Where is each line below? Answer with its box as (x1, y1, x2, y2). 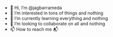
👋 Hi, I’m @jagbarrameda (10, 5, 62, 10)
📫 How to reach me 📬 (10, 26, 59, 32)
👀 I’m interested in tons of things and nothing (10, 10, 103, 16)
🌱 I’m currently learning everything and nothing (10, 15, 108, 21)
